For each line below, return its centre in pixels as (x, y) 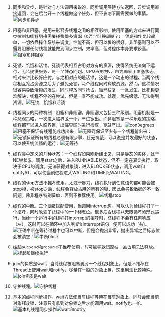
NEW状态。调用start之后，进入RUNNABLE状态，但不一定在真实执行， (83, 160)
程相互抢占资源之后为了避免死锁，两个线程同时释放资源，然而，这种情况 (86, 84)
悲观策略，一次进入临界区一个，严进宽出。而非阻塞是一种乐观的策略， (88, 119)
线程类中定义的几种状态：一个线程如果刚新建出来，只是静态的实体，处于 (86, 154)
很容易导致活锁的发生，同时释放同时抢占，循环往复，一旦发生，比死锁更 (86, 90)
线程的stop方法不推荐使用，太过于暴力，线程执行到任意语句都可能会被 (84, 183)
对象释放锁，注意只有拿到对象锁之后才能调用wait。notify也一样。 (79, 303)
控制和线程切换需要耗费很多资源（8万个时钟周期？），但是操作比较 (84, 36)
